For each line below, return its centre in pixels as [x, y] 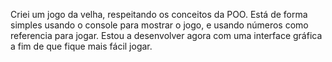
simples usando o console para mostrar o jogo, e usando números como [159, 25]
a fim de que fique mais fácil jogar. [81, 46]
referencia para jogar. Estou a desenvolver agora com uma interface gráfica [166, 35]
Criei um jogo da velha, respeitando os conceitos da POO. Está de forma [159, 14]
